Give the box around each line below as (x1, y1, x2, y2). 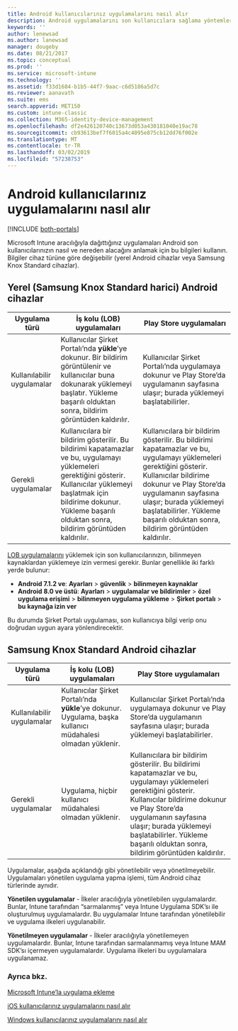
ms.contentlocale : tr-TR (7, 143, 81, 150)
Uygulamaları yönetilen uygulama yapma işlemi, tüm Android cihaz (7, 873, 201, 882)
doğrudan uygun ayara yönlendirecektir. (7, 623, 124, 632)
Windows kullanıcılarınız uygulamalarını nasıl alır (7, 1015, 147, 1024)
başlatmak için (60, 487, 109, 497)
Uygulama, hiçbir (61, 785, 118, 795)
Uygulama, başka (61, 712, 119, 722)
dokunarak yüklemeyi (60, 379, 132, 389)
